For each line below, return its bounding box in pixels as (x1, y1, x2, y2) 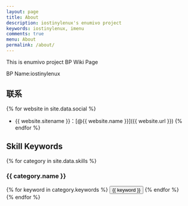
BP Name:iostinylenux (6, 70, 60, 77)
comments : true (6, 31, 44, 37)
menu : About (6, 36, 36, 42)
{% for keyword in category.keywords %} (6, 186, 108, 193)
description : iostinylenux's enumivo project (6, 20, 122, 26)
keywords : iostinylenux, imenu (6, 25, 84, 32)
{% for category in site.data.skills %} (6, 157, 97, 164)
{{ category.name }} (6, 172, 66, 180)
